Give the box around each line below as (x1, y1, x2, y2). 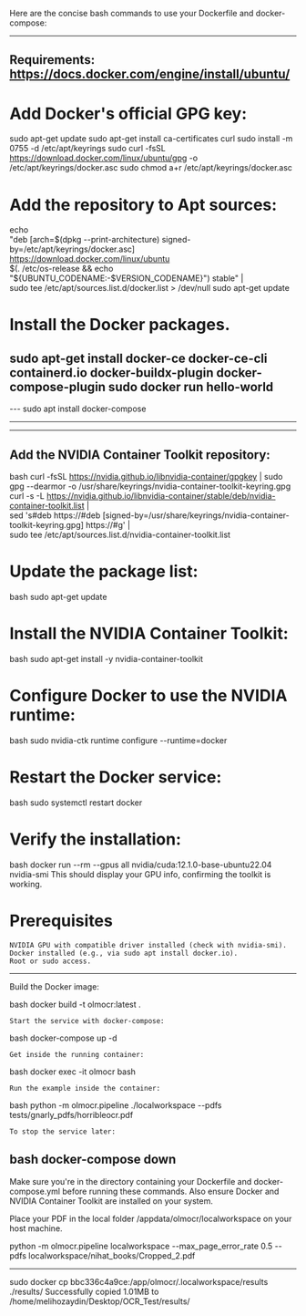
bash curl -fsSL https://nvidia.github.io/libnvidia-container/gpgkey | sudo (9, 471, 283, 482)
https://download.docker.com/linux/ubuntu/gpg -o (9, 152, 199, 163)
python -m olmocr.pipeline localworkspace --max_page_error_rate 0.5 (9, 1240, 273, 1251)
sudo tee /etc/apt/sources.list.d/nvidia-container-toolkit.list (9, 529, 230, 541)
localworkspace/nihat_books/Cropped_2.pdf (28, 1249, 196, 1261)
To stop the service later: (9, 1126, 117, 1136)
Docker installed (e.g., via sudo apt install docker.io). (9, 948, 239, 958)
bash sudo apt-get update (9, 592, 107, 603)
